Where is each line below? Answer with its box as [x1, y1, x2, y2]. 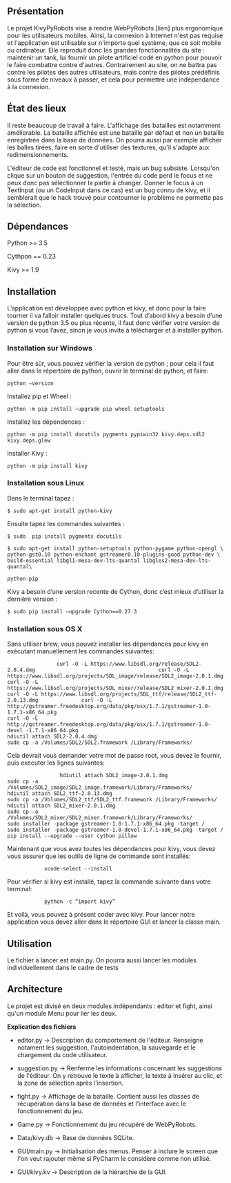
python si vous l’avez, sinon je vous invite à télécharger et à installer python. [7, 326, 223, 335]
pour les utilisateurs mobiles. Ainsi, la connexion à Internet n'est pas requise [7, 31, 223, 39]
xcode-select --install [43, 866, 112, 873]
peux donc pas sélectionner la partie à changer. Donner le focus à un [7, 178, 203, 187]
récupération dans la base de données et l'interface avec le [17, 1099, 186, 1108]
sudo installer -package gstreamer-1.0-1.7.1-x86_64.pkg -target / [7, 821, 205, 828]
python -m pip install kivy [7, 463, 88, 469]
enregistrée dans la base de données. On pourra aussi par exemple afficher [7, 136, 222, 144]
